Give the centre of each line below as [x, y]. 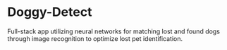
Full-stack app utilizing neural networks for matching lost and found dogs [114, 31]
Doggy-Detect [50, 12]
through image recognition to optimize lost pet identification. [95, 38]
